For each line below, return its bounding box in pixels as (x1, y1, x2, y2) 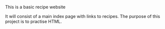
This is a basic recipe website (5, 4, 66, 10)
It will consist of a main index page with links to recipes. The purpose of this (5, 14, 160, 19)
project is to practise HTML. (5, 19, 62, 24)
